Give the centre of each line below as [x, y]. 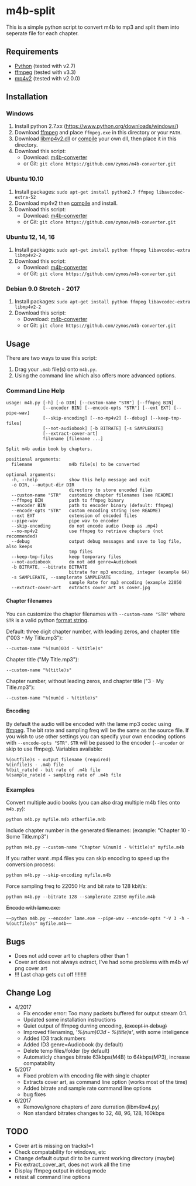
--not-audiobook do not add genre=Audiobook [74, 562]
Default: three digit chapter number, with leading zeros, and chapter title [93, 631]
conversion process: [31, 864]
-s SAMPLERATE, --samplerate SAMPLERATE [61, 577]
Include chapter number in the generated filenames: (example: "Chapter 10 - [98, 830]
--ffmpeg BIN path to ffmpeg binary [68, 501]
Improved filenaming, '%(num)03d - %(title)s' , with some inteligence [106, 1032]
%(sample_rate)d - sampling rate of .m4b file [64, 775]
